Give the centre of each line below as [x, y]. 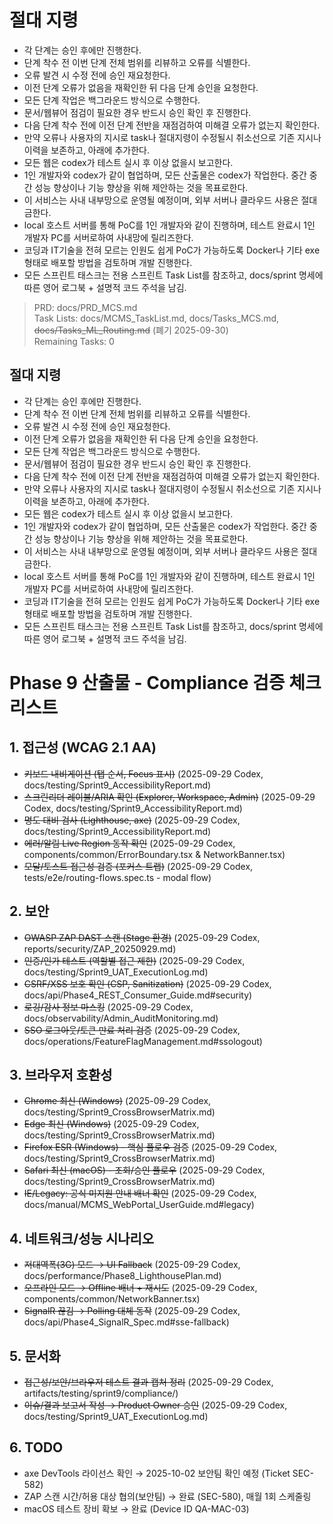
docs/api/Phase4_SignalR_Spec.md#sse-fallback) [126, 1322]
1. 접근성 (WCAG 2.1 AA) [83, 747]
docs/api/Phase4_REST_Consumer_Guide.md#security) [138, 995]
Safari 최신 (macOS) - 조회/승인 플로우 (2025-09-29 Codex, [144, 1170]
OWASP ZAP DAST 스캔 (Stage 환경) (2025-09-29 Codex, [142, 937]
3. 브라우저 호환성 [61, 1074]
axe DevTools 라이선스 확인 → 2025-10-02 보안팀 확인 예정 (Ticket [157, 1473]
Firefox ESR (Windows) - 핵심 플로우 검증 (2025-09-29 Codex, [150, 1147]
